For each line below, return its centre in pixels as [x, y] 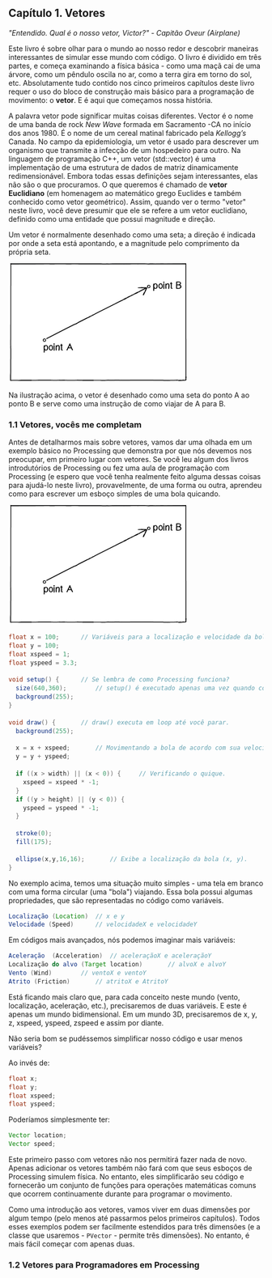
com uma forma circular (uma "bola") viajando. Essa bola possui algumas [131, 892]
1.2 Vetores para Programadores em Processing [104, 1265]
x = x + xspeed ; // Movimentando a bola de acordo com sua [128, 748]
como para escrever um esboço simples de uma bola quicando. [115, 494]
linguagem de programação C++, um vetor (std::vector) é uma [112, 159]
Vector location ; [38, 1136]
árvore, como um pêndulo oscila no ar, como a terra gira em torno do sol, [130, 74]
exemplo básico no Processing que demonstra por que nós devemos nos [130, 451]
